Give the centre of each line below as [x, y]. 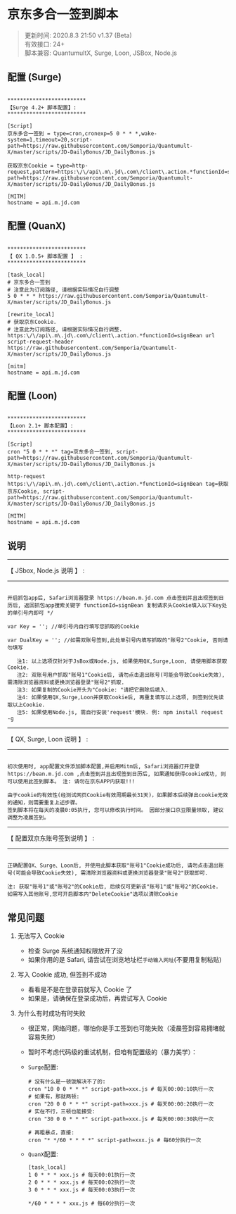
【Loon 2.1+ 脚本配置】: [40, 426]
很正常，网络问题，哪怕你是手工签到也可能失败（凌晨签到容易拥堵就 [126, 1028]
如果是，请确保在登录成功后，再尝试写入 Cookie [97, 998]
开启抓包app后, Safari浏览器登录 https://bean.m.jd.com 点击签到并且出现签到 [113, 598]
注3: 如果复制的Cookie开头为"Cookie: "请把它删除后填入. [92, 690]
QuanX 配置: [43, 1154]
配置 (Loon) [32, 395]
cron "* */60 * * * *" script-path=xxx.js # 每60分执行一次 [114, 1140]
